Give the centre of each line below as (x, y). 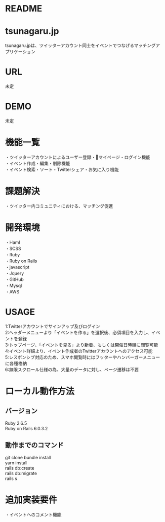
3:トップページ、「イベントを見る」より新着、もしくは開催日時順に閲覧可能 (82, 345)
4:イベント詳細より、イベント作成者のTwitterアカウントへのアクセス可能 (79, 351)
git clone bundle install (28, 457)
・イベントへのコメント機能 (33, 515)
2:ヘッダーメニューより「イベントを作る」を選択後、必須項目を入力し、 (78, 332)
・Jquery (15, 273)
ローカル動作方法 (40, 391)
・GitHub (14, 279)
